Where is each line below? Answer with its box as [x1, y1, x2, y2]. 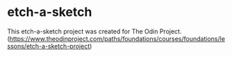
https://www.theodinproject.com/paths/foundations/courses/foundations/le [9, 34, 226, 42]
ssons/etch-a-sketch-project [7, 42, 90, 50]
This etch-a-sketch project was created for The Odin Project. [7, 27, 182, 35]
